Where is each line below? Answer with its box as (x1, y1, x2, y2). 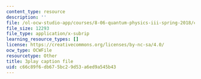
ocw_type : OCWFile (6, 48, 52, 53)
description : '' (6, 14, 47, 20)
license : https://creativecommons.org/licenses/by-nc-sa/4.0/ (6, 42, 165, 48)
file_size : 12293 (6, 25, 50, 31)
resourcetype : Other (6, 53, 58, 59)
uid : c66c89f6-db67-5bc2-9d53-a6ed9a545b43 (6, 64, 117, 70)
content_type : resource (6, 8, 66, 15)
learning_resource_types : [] (6, 36, 79, 42)
